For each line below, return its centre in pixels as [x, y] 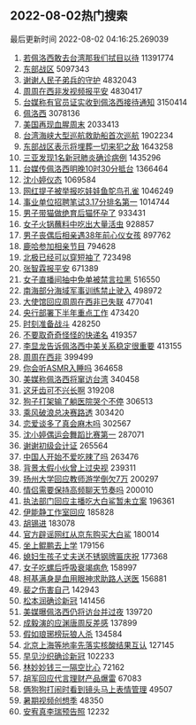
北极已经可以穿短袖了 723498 [77, 257]
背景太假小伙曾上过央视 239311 [79, 467]
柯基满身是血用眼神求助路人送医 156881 [94, 578]
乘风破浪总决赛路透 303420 [73, 412]
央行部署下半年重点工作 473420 [81, 312]
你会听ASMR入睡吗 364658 [73, 368]
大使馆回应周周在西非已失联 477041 [87, 301]
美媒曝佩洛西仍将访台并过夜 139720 [87, 612]
